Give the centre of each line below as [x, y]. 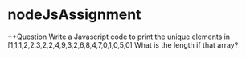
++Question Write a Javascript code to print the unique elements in [119, 37]
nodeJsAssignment [74, 15]
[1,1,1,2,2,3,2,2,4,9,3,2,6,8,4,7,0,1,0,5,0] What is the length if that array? [123, 44]
